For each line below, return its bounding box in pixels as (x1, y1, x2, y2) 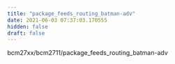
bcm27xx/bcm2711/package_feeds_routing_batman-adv (7, 49, 169, 57)
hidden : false (7, 23, 49, 30)
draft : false (7, 29, 45, 37)
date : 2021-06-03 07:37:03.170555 (7, 17, 108, 24)
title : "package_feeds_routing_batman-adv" (7, 10, 136, 17)
